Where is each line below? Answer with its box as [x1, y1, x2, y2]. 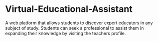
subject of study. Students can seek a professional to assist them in [5, 25, 144, 31]
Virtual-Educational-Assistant [5, 3, 133, 15]
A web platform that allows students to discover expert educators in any [5, 20, 153, 26]
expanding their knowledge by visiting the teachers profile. [5, 30, 126, 36]
